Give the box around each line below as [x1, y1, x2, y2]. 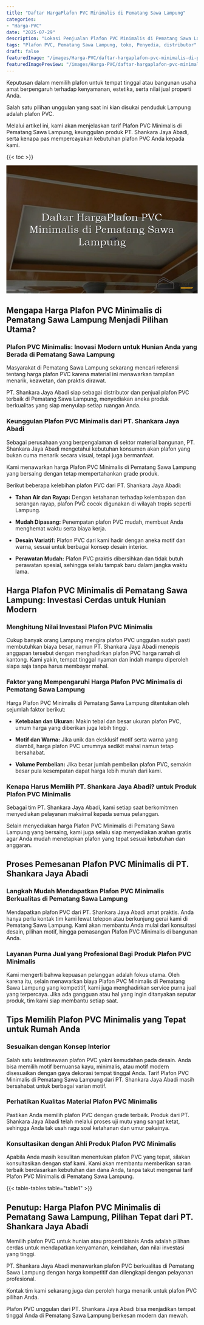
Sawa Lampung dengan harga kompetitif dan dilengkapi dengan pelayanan [6, 1268, 194, 1276]
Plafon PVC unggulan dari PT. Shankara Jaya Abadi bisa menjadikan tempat [6, 1305, 196, 1312]
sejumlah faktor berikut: [6, 705, 66, 713]
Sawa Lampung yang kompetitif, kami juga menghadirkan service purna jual [6, 984, 196, 991]
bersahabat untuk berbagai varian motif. [6, 1082, 107, 1090]
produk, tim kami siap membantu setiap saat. [6, 997, 118, 1004]
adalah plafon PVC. [6, 110, 55, 117]
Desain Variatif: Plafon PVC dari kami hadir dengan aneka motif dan [15, 537, 186, 544]
